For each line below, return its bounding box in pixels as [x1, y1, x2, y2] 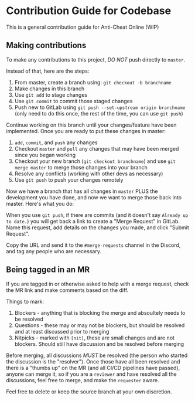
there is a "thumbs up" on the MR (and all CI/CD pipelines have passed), [6, 364, 180, 371]
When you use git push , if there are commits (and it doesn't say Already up [6, 211, 189, 218]
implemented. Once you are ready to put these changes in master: [6, 127, 166, 134]
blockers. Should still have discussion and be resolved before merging [14, 340, 184, 347]
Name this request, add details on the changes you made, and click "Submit [6, 224, 189, 231]
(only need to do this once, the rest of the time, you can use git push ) [14, 110, 183, 117]
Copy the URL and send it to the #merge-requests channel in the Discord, [6, 242, 181, 249]
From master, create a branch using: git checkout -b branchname [14, 79, 172, 86]
